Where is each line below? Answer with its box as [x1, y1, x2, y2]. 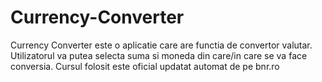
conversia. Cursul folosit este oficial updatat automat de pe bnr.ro [10, 60, 280, 72]
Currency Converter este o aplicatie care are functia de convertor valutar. [10, 39, 313, 51]
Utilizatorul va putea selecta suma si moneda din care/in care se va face [10, 49, 308, 61]
